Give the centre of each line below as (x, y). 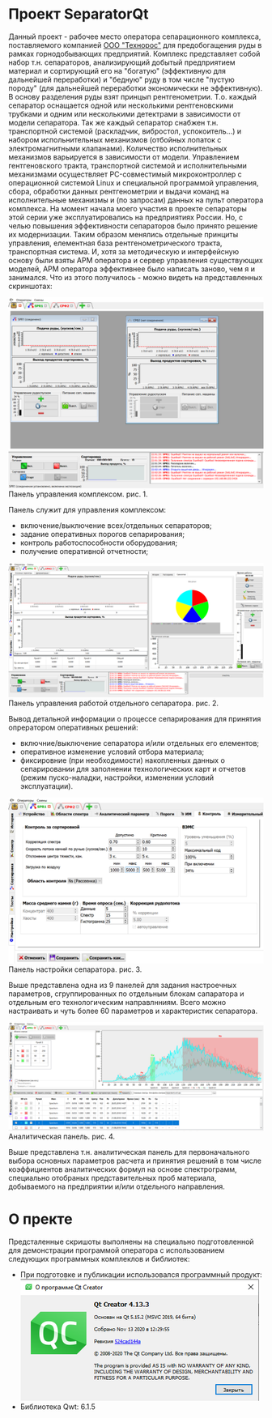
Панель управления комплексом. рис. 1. (78, 494)
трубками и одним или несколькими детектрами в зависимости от (125, 113)
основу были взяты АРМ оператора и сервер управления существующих (136, 260)
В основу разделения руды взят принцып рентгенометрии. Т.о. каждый (132, 96)
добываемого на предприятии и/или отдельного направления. (117, 1186)
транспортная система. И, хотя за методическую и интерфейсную (124, 251)
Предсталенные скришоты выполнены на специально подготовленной (131, 1242)
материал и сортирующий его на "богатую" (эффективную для (117, 70)
